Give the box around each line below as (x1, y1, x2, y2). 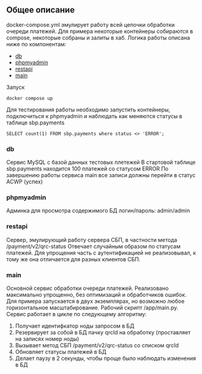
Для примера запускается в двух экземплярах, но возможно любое (6, 298, 185, 305)
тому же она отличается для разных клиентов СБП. (6, 255, 141, 263)
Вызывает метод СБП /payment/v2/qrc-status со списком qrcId (15, 342, 179, 349)
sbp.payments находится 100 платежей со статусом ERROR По (6, 165, 169, 172)
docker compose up (6, 95, 53, 101)
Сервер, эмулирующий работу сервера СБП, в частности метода (6, 236, 178, 243)
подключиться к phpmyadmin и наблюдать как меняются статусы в (6, 112, 183, 119)
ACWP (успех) (6, 178, 43, 185)
